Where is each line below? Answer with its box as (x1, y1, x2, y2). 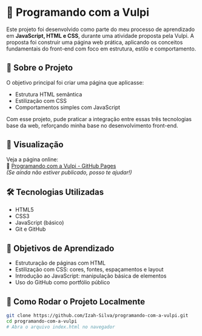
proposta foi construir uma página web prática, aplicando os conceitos (6, 38, 183, 46)
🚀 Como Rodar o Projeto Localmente (6, 296, 146, 307)
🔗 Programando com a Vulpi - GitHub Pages (6, 162, 116, 169)
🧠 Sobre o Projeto (6, 63, 73, 73)
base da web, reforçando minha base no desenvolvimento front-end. (6, 122, 178, 129)
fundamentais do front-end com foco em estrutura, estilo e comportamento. (6, 45, 197, 52)
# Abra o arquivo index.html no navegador (6, 324, 115, 330)
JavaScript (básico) (15, 219, 64, 226)
